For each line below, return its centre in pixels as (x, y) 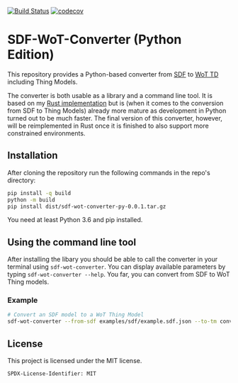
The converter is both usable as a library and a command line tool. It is (110, 95)
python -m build (31, 200)
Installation (33, 156)
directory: (22, 180)
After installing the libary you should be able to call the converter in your (113, 260)
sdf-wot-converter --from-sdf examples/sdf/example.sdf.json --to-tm (112, 322)
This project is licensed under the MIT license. (75, 361)
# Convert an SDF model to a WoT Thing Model (75, 315)
